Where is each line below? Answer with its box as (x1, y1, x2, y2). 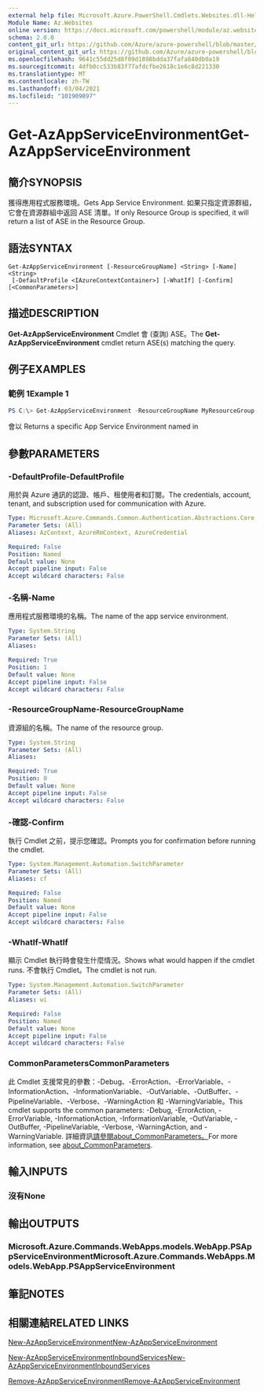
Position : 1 (8, 663, 47, 671)
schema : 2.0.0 (8, 33, 55, 42)
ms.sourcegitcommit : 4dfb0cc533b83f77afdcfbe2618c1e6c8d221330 (8, 63, 220, 71)
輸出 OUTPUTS (8, 1217, 80, 1231)
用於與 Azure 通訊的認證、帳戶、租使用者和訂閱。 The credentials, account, (8, 490, 251, 499)
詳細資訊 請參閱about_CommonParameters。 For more (65, 1131, 238, 1141)
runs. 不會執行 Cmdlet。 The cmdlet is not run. (8, 965, 157, 975)
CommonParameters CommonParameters (8, 1058, 170, 1069)
